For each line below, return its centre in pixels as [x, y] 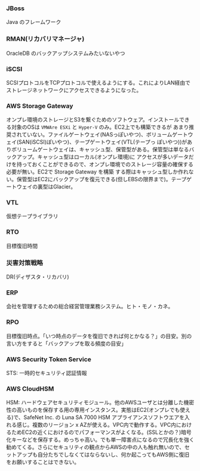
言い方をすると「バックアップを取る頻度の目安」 [66, 343]
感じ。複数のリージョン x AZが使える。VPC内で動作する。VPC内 [96, 425]
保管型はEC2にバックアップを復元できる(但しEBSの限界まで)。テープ [101, 179]
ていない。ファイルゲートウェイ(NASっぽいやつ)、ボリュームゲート [105, 135]
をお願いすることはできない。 [43, 462]
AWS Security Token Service [49, 359]
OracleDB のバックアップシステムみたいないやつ [66, 53]
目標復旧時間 [22, 246]
